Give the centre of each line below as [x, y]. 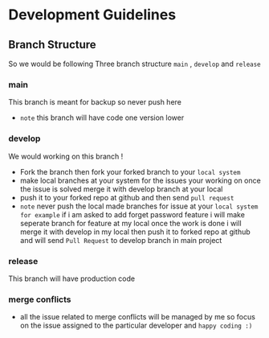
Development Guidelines [92, 15]
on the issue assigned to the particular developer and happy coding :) [136, 326]
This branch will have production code [71, 278]
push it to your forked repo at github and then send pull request [127, 197]
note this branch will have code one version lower [102, 117]
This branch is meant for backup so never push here [95, 102]
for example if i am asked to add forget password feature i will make [132, 214]
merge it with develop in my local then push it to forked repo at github [135, 232]
